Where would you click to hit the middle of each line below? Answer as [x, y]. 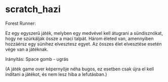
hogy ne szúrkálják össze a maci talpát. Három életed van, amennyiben [79, 38]
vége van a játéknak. [27, 49]
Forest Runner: [21, 23]
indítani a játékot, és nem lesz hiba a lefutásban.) [56, 74]
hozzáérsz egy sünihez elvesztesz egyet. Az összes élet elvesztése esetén [83, 44]
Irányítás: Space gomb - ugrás [37, 59]
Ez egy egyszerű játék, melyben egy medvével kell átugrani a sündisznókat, [84, 33]
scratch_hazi [33, 9]
